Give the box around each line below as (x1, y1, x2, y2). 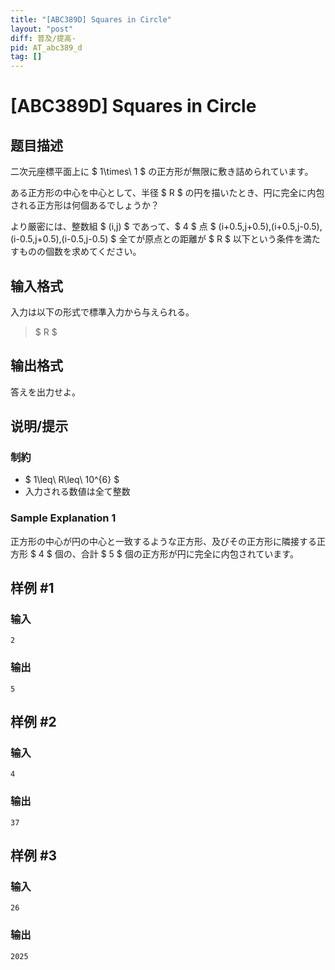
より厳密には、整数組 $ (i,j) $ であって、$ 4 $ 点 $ (10, 221, 217, 233)
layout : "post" (10, 24, 74, 34)
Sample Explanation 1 (10, 511, 117, 525)
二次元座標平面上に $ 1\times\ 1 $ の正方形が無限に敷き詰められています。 (10, 166, 314, 178)
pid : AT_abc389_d (10, 42, 83, 53)
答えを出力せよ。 (10, 386, 81, 398)
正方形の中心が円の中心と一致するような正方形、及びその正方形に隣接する (10, 535, 317, 547)
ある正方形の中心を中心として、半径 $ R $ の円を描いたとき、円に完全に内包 (10, 187, 325, 199)
